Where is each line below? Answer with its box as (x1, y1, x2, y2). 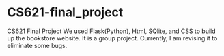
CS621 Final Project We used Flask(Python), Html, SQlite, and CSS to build (7, 27, 216, 35)
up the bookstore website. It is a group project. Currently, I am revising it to (7, 34, 218, 42)
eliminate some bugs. (7, 41, 68, 49)
